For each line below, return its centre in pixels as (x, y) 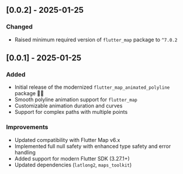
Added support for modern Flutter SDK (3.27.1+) (72, 158)
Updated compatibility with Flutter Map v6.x (67, 140)
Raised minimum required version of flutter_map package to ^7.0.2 (96, 39)
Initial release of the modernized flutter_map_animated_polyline (92, 87)
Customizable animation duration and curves (68, 106)
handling (25, 152)
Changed (20, 27)
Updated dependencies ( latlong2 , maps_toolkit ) (73, 165)
